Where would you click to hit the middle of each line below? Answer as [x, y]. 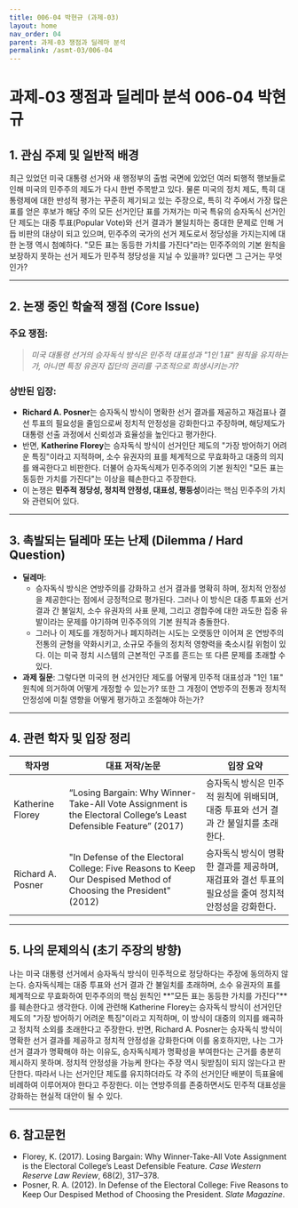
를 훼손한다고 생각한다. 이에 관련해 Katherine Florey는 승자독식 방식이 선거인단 [145, 1007]
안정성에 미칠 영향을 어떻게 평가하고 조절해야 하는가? [113, 699]
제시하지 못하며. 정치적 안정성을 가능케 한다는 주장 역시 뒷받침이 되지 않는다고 [143, 1062]
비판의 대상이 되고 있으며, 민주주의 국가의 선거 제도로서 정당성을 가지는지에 [147, 234]
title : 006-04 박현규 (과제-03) [64, 17]
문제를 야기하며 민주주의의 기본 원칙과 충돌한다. [148, 621]
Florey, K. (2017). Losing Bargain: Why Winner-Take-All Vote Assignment [154, 1156]
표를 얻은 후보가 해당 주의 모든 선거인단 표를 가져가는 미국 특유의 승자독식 [136, 212]
